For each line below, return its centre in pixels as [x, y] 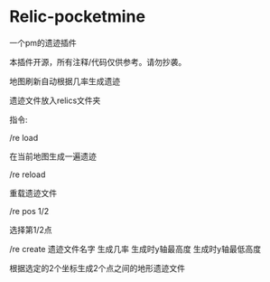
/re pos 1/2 [29, 211]
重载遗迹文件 [33, 193]
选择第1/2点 [31, 230]
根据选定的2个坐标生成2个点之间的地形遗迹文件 [98, 268]
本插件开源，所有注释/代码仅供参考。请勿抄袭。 [98, 61]
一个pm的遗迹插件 [43, 42]
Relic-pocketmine [78, 17]
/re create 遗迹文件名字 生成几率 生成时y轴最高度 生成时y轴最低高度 [135, 249]
